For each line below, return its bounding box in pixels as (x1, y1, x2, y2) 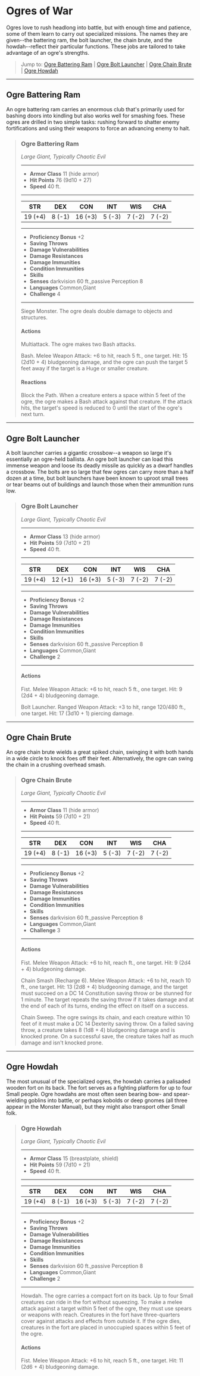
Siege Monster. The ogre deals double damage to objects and (20, 308, 173, 315)
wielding (6, 1097, 27, 1104)
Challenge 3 (29, 926, 61, 934)
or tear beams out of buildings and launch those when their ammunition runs (6, 481, 194, 488)
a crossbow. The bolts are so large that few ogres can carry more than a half (6, 469, 194, 476)
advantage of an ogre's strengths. (6, 49, 90, 56)
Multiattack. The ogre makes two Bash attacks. (20, 341, 136, 348)
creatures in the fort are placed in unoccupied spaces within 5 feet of (20, 1324, 191, 1331)
